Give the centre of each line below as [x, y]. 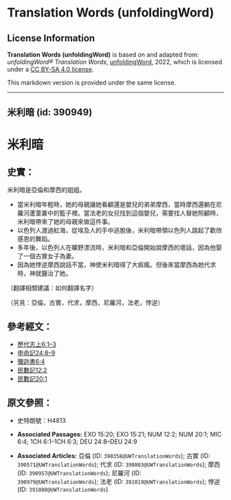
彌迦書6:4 [31, 362]
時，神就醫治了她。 [44, 273]
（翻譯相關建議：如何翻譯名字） [52, 288]
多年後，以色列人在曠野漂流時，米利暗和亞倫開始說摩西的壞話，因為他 [117, 248]
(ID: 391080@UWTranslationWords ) [63, 490]
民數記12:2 [32, 371]
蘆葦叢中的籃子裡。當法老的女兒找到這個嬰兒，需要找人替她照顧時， [125, 213]
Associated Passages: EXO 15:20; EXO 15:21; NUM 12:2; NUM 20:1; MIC [119, 435]
